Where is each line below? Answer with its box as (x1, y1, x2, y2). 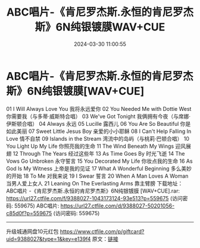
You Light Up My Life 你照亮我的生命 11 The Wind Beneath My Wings (6, 142, 174, 150)
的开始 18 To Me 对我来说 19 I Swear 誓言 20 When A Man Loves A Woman (6, 172, 189, 179)
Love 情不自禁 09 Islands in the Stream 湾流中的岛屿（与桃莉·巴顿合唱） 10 (6, 135, 189, 142)
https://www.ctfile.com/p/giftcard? (60, 228, 145, 235)
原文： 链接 (92, 235, 119, 242)
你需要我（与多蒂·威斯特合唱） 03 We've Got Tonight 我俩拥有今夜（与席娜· (6, 113, 191, 120)
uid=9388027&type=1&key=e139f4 (6, 235, 91, 242)
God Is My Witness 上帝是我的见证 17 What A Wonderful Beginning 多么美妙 (6, 165, 192, 172)
